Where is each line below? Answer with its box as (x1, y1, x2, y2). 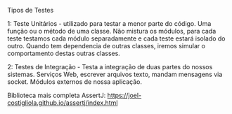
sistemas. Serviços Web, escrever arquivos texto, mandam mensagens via (7, 70, 223, 78)
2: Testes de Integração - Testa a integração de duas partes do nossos (7, 63, 213, 71)
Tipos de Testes (7, 6, 54, 14)
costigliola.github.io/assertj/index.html (7, 99, 118, 107)
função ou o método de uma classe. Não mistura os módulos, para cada (7, 27, 217, 35)
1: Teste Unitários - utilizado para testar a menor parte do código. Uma (7, 20, 212, 27)
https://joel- (107, 91, 142, 99)
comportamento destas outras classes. (7, 49, 121, 57)
